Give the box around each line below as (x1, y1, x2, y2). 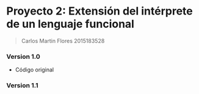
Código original (15, 66, 54, 73)
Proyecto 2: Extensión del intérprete (6, 4, 194, 18)
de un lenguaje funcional (6, 17, 134, 31)
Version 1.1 (6, 81, 38, 90)
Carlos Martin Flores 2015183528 (21, 37, 105, 44)
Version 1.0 (6, 52, 41, 61)
